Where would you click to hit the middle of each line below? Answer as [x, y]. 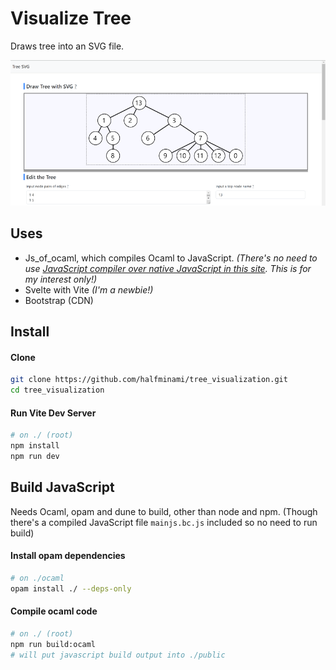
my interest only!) [61, 279]
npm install [35, 446]
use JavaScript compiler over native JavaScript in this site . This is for [168, 268]
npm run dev [35, 457]
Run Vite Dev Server [53, 413]
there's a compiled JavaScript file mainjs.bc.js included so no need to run [164, 522]
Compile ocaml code [54, 611]
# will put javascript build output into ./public [118, 655]
